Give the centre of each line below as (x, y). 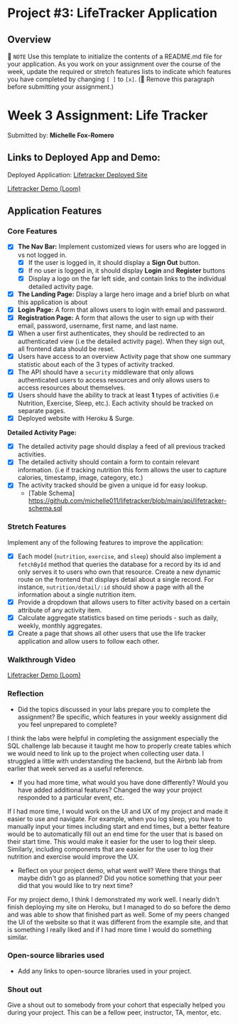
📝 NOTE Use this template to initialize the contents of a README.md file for (115, 56)
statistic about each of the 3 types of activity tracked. (96, 364)
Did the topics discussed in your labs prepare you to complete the (114, 709)
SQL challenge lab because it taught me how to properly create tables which (119, 746)
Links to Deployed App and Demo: (84, 158)
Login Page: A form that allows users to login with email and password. (122, 309)
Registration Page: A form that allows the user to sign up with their (116, 318)
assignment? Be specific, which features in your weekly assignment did (122, 716)
